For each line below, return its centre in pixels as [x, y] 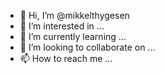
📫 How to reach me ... [66, 58]
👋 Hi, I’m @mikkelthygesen [74, 15]
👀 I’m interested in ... [62, 26]
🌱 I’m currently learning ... [73, 36]
